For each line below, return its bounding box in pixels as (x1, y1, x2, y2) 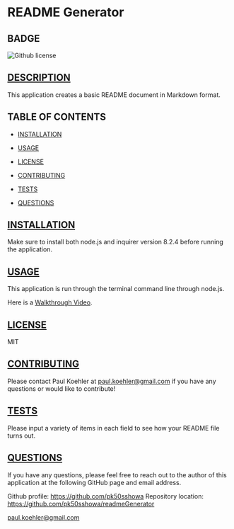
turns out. (7, 431, 36, 440)
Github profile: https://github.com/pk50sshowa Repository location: (7, 491, 204, 500)
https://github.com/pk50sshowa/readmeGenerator (7, 499, 155, 508)
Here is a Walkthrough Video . (7, 298, 93, 307)
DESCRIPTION (7, 72, 71, 84)
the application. (7, 245, 53, 254)
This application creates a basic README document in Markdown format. (7, 90, 221, 99)
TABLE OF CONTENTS (7, 111, 106, 123)
